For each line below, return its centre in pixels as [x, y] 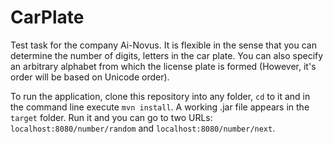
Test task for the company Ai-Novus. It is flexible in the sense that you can [163, 45]
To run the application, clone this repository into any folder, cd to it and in [160, 96]
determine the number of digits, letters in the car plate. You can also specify [167, 55]
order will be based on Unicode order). [90, 77]
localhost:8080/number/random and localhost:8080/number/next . [143, 128]
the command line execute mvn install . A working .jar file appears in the [160, 107]
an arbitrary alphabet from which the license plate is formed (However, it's [163, 66]
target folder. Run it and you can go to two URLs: [111, 117]
